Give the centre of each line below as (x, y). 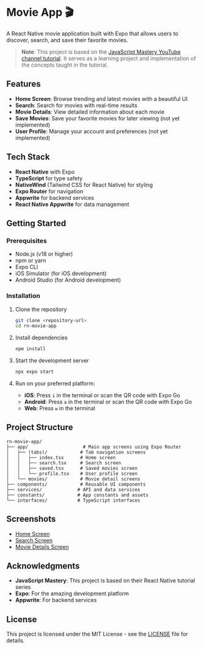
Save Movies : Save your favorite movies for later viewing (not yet (97, 118)
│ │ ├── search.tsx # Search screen (64, 463)
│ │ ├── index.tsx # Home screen (61, 457)
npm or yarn (31, 260)
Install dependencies (41, 338)
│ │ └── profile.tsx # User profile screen (72, 474)
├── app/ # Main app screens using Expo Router (94, 447)
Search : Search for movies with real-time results (76, 105)
